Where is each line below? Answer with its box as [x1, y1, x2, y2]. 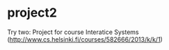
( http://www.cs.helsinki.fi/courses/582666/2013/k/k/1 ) [7, 35, 163, 43]
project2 [7, 5, 58, 21]
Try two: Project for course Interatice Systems [7, 28, 139, 36]
